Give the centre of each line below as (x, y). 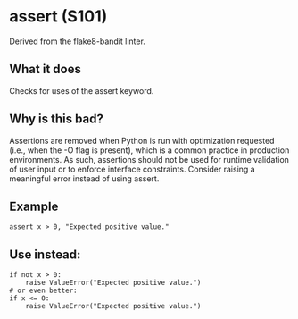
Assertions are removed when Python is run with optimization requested (142, 140)
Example (34, 206)
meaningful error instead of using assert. (84, 178)
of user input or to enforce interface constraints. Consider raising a (132, 169)
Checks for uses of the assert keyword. (82, 90)
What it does (46, 69)
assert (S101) (58, 17)
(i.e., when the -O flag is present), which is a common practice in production (149, 150)
